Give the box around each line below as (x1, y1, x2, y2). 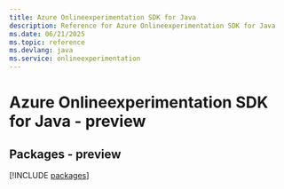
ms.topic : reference (9, 37, 86, 47)
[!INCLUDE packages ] (9, 170, 90, 180)
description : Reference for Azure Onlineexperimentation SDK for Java (9, 21, 276, 30)
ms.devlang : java (9, 46, 74, 55)
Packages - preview (9, 146, 122, 161)
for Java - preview (9, 112, 146, 131)
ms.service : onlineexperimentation (9, 54, 141, 63)
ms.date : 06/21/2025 (9, 29, 86, 38)
